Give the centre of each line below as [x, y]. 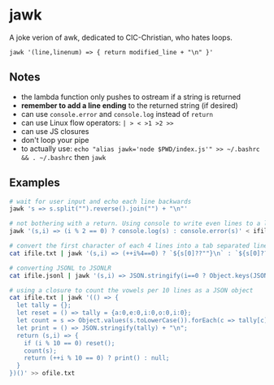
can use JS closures [55, 131]
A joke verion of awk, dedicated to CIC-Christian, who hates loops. [121, 37]
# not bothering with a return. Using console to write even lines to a [135, 224]
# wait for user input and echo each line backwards [100, 201]
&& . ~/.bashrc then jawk [63, 157]
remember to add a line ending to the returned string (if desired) [129, 105]
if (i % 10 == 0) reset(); [70, 343]
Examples [35, 183]
